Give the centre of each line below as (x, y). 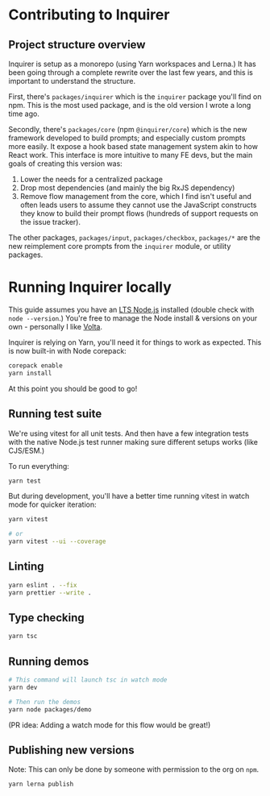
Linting (26, 567)
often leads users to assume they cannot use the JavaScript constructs (138, 205)
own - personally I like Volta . (56, 326)
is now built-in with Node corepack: (67, 350)
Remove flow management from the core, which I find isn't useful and (135, 196)
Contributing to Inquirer (89, 15)
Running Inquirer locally (90, 287)
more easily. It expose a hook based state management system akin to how (133, 146)
